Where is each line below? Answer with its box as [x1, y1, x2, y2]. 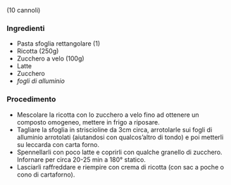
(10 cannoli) [6, 6, 41, 14]
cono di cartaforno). [16, 170, 75, 179]
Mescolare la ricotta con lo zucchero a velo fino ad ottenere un [16, 110, 199, 119]
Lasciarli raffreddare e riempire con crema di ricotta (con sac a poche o [16, 162, 225, 171]
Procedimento [6, 94, 56, 104]
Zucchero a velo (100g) [16, 54, 85, 63]
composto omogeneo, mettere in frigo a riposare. [16, 117, 160, 126]
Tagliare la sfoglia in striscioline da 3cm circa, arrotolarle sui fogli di [16, 125, 213, 134]
